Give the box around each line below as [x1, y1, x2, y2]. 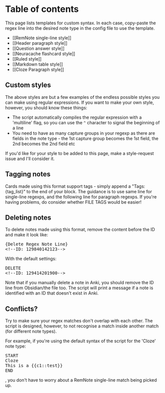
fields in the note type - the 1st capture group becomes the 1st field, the [12, 135, 159, 141]
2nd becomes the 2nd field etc [12, 141, 75, 147]
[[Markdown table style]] [12, 61, 63, 67]
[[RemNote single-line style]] [12, 35, 72, 41]
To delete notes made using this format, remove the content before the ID [5, 227, 155, 233]
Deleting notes [5, 213, 52, 222]
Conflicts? [5, 305, 38, 313]
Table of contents [5, 3, 79, 15]
